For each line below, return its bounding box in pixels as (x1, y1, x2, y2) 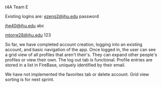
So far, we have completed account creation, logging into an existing (5, 42, 143, 47)
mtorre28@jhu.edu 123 (5, 32, 51, 38)
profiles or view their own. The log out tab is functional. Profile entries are (5, 57, 153, 62)
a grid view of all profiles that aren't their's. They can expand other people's (5, 52, 157, 58)
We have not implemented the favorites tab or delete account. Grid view (5, 72, 149, 77)
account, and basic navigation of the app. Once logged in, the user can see (5, 47, 156, 52)
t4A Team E (5, 4, 28, 10)
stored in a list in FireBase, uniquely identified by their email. (5, 62, 126, 68)
